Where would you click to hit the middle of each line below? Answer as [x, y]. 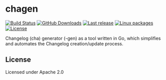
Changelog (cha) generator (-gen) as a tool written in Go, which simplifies [83, 38]
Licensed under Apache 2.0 [35, 72]
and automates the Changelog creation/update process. [65, 43]
